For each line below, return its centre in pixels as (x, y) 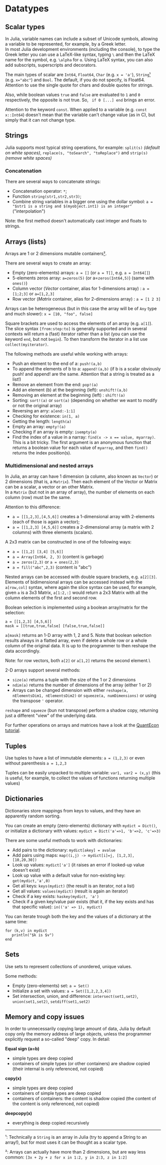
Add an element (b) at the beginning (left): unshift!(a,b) (70, 390)
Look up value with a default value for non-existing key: (69, 875)
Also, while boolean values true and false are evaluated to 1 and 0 (73, 95)
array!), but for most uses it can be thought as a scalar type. (66, 1142)
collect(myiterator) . (27, 344)
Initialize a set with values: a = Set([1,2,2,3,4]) (62, 991)
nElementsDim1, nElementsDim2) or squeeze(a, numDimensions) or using (84, 696)
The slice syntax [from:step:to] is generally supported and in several (76, 328)
